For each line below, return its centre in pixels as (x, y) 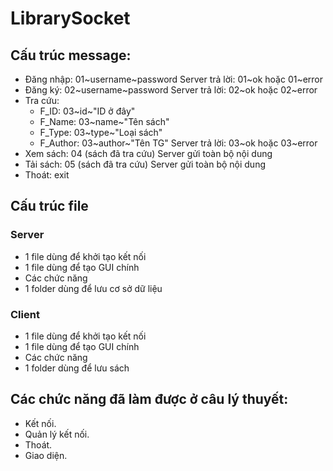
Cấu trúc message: (71, 55)
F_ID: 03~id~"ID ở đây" (87, 111)
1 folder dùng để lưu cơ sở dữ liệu (93, 288)
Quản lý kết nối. (57, 434)
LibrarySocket (70, 18)
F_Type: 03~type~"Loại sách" (101, 132)
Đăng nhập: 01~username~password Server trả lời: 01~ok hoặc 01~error (174, 79)
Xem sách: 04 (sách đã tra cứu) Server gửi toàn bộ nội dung (148, 153)
